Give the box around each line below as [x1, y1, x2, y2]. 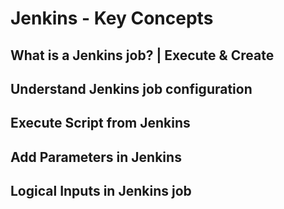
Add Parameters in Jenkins [10, 148, 182, 166]
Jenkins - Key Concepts [10, 7, 214, 30]
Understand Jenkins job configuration [10, 80, 253, 97]
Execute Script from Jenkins [10, 115, 191, 132]
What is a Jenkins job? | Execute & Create [10, 47, 275, 64]
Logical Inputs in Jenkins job [10, 183, 192, 200]
